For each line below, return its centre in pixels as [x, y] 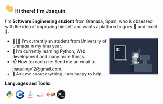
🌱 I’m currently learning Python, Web [49, 51]
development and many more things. [49, 57]
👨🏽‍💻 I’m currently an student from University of [59, 41]
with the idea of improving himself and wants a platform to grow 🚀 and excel [81, 27]
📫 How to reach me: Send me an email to [54, 62]
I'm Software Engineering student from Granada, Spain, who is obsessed [79, 21]
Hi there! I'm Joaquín [40, 11]
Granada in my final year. [37, 46]
